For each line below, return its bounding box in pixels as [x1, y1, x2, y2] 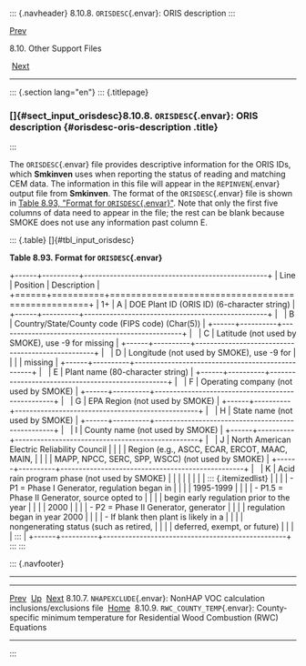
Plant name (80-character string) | [65, 367, 194, 378]
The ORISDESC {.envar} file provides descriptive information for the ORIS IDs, [9, 159, 291, 170]
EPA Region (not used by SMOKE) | [87, 396, 220, 407]
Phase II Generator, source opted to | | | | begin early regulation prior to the [9, 492, 291, 503]
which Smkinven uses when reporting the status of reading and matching [9, 168, 286, 180]
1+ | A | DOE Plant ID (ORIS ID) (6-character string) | [100, 299, 296, 310]
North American [231, 434, 291, 445]
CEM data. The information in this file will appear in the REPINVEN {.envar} [9, 178, 280, 189]
